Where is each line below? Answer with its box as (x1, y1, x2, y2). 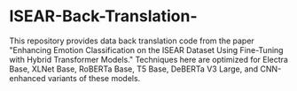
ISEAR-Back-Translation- (9, 6, 198, 27)
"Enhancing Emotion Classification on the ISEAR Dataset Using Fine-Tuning (9, 44, 284, 55)
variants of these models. (47, 72, 141, 83)
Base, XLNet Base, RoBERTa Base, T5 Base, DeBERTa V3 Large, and (9, 64, 259, 74)
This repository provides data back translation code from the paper (9, 35, 254, 46)
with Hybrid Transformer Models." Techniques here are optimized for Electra (9, 54, 288, 64)
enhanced (9, 72, 46, 83)
